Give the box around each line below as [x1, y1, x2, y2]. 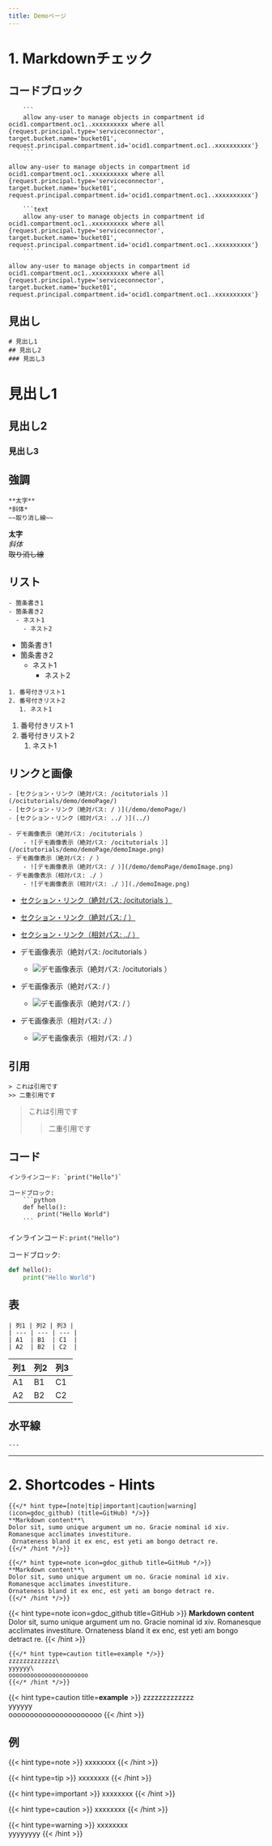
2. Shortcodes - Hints [8, 1476, 155, 1493]
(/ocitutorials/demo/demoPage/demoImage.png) [8, 846, 164, 854]
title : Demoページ [8, 11, 67, 20]
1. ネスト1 [19, 705, 53, 713]
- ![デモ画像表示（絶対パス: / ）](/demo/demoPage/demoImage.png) [23, 863, 234, 871]
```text [23, 205, 49, 213]
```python [23, 1196, 57, 1204]
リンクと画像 [8, 767, 73, 780]
